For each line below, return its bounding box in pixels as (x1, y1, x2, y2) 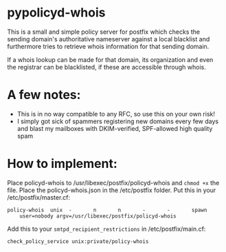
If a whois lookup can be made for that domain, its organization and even (7, 55, 214, 63)
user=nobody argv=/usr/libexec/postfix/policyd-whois (19, 212, 177, 220)
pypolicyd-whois (7, 5, 106, 21)
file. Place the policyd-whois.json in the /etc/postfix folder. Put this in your (7, 186, 216, 194)
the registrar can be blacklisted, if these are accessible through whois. (7, 63, 206, 71)
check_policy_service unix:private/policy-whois (7, 238, 149, 245)
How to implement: (7, 156, 118, 171)
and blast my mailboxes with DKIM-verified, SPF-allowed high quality (16, 124, 213, 132)
